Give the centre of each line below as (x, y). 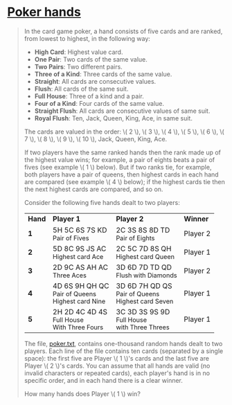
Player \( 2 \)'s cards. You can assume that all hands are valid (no (117, 366)
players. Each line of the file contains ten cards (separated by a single (124, 351)
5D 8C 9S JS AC (80, 249)
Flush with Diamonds (147, 275)
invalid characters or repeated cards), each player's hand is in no (117, 373)
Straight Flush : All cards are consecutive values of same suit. (122, 111)
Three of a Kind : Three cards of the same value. (103, 74)
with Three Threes (143, 327)
